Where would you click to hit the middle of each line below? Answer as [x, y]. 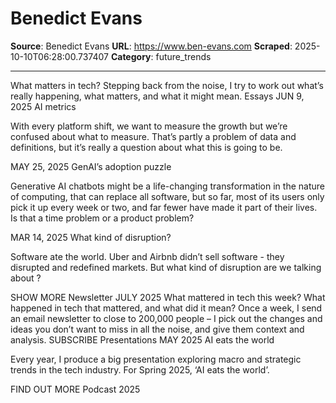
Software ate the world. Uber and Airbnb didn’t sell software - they [147, 256]
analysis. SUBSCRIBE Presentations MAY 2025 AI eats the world [142, 339]
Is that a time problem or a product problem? [102, 218]
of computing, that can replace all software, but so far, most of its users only [167, 196]
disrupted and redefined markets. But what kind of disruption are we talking [166, 267]
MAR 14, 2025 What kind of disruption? [91, 237]
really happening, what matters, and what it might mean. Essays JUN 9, [157, 96]
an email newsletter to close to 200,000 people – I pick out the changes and [166, 318]
